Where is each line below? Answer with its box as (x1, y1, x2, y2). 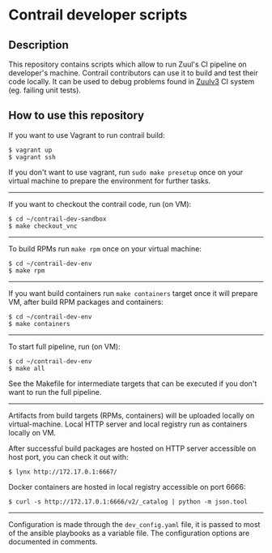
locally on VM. (8, 427, 57, 437)
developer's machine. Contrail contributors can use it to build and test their (8, 68, 259, 78)
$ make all (8, 364, 45, 372)
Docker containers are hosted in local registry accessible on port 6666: (8, 482, 246, 491)
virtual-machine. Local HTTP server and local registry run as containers (8, 419, 248, 429)
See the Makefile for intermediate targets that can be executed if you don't (8, 379, 257, 388)
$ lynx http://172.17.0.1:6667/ (8, 468, 117, 476)
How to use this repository (8, 109, 145, 122)
